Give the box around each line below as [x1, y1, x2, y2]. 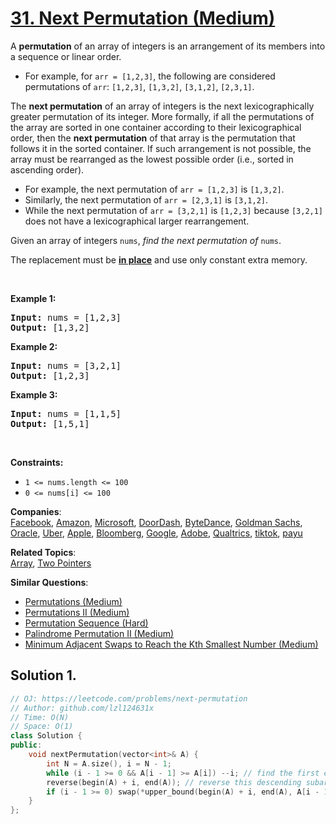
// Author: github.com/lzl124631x [10, 703, 155, 713]
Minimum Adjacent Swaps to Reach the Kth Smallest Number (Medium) [24, 638, 319, 650]
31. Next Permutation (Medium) [10, 7, 276, 30]
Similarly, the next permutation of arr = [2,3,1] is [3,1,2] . [24, 193, 269, 206]
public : [10, 740, 43, 751]
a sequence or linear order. [10, 50, 122, 62]
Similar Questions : [10, 576, 89, 588]
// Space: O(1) [10, 722, 74, 732]
